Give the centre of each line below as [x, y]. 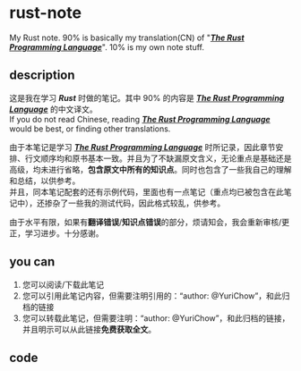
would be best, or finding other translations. [90, 129]
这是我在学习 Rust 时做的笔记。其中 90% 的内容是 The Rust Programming [147, 97]
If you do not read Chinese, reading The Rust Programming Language [140, 119]
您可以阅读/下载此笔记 [63, 284]
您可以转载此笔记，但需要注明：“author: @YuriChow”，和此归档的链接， [156, 318]
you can [32, 262]
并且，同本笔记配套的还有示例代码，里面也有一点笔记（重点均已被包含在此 [146, 191]
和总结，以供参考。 [45, 181]
